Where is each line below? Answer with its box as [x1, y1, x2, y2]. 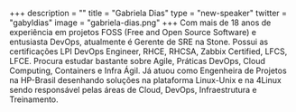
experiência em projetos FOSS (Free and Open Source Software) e [9, 27, 257, 37]
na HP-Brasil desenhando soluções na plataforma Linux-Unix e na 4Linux [9, 75, 282, 85]
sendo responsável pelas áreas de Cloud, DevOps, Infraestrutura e [9, 85, 257, 95]
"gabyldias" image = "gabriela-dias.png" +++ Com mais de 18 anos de [9, 17, 272, 28]
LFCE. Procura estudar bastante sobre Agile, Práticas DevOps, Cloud [9, 56, 266, 66]
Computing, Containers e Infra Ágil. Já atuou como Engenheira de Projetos [9, 65, 287, 76]
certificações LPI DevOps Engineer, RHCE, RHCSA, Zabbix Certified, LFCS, [9, 46, 288, 57]
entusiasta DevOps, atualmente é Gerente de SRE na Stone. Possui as [9, 36, 269, 47]
